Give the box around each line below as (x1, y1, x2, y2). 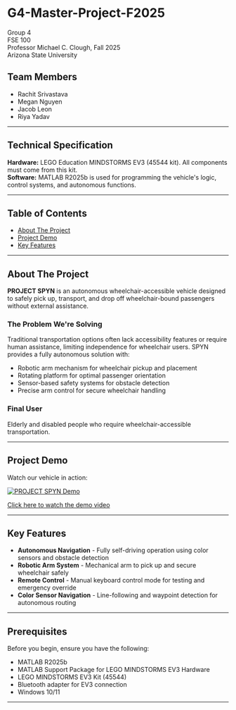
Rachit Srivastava (17, 89, 68, 98)
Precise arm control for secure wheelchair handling (17, 386, 166, 395)
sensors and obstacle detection (17, 554, 109, 562)
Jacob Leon (17, 104, 53, 113)
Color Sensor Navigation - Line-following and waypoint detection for (17, 591, 218, 599)
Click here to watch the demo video (7, 500, 110, 509)
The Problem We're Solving (7, 319, 103, 329)
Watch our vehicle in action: (7, 473, 88, 482)
